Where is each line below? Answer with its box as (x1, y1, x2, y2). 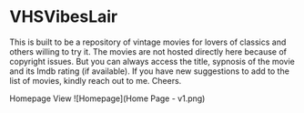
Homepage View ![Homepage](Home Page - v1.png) (9, 93, 206, 104)
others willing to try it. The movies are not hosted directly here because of (9, 46, 287, 56)
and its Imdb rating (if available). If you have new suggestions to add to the (9, 66, 289, 77)
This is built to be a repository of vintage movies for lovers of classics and (9, 36, 287, 47)
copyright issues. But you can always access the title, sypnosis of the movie (9, 56, 296, 67)
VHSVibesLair (9, 6, 118, 27)
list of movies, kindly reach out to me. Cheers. (9, 75, 182, 86)
